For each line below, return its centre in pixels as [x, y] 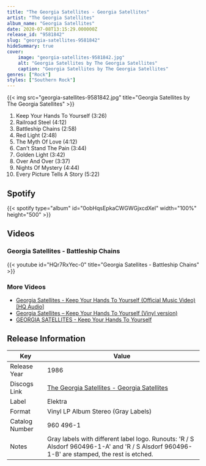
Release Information [46, 339]
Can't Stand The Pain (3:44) [51, 148]
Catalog [21, 421]
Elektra [57, 401]
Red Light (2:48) [36, 136]
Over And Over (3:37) [43, 161]
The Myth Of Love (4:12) [46, 142]
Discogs [22, 384]
